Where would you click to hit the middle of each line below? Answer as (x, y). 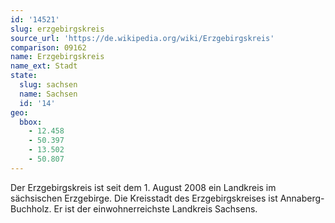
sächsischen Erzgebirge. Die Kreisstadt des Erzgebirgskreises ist (144, 198)
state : (24, 76)
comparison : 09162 (48, 47)
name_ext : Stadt (44, 66)
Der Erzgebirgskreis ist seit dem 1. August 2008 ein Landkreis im (143, 187)
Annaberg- (302, 198)
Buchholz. (31, 208)
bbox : (31, 122)
